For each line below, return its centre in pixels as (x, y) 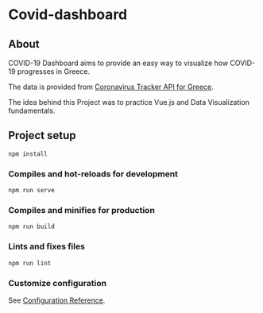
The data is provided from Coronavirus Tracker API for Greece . (111, 87)
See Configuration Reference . (57, 300)
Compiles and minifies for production (81, 211)
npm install (28, 154)
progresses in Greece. (53, 71)
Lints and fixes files (47, 246)
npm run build (32, 227)
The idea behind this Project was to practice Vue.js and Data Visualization (129, 102)
